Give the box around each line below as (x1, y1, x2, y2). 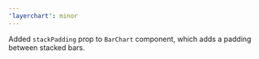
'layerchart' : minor (8, 11, 79, 20)
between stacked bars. (8, 42, 85, 53)
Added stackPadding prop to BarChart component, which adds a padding (8, 34, 252, 44)
